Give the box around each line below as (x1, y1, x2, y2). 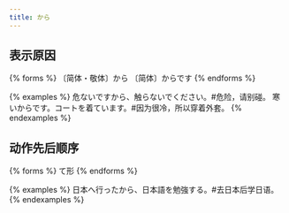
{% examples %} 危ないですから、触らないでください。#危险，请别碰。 (9, 92, 271, 103)
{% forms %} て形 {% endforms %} (9, 165, 139, 177)
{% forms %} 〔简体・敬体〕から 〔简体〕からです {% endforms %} (9, 72, 256, 84)
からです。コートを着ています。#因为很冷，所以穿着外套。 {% (16, 103, 243, 113)
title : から (9, 12, 50, 22)
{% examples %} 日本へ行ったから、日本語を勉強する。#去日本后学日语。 (9, 185, 279, 195)
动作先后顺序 (9, 141, 80, 156)
